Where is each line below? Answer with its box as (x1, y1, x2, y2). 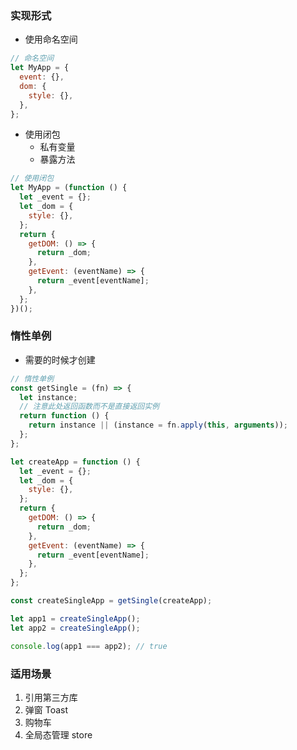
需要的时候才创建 (24, 353, 96, 366)
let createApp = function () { (10, 457, 141, 467)
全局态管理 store (24, 728, 93, 741)
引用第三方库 (24, 691, 78, 703)
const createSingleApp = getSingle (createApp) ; (10, 596, 213, 606)
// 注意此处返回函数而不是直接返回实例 (19, 402, 160, 412)
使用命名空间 (24, 33, 78, 46)
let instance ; (19, 392, 78, 402)
